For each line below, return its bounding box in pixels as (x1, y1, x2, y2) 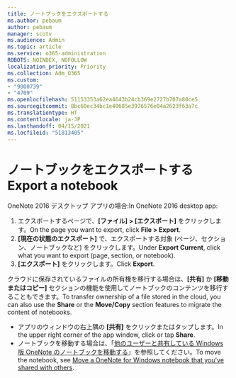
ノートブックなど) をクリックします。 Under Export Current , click (29, 243, 221, 252)
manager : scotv (7, 30, 52, 38)
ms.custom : (7, 76, 40, 84)
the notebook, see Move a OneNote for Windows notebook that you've (17, 356, 225, 365)
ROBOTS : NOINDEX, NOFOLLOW (7, 57, 87, 64)
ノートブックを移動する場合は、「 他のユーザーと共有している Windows (17, 339, 224, 348)
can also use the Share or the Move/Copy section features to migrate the (7, 301, 222, 309)
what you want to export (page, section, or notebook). (17, 251, 176, 260)
